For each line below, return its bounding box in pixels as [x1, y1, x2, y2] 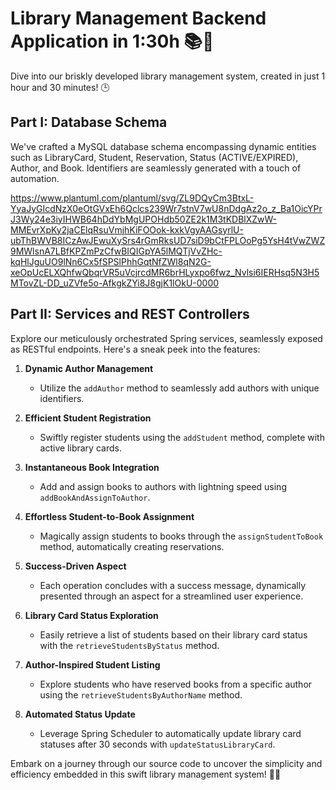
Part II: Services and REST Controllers [10, 306, 250, 323]
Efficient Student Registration [24, 412, 152, 424]
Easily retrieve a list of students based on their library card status [39, 628, 308, 641]
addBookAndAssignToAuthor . [39, 491, 151, 503]
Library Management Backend [10, 7, 267, 30]
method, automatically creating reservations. [39, 540, 225, 552]
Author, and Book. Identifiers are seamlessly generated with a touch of [10, 162, 302, 174]
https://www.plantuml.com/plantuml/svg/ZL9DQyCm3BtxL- [10, 192, 255, 204]
